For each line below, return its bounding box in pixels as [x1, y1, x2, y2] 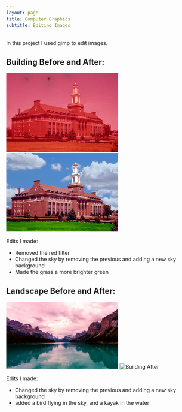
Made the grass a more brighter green [14, 269, 109, 276]
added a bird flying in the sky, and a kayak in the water [14, 399, 150, 406]
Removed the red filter [14, 249, 70, 257]
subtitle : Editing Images [6, 22, 70, 28]
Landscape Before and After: [6, 285, 116, 296]
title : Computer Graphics [6, 16, 70, 22]
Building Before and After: [6, 57, 105, 67]
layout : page [6, 10, 39, 16]
